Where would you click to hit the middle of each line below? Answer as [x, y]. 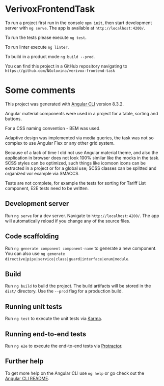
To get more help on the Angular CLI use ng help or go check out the [75, 373]
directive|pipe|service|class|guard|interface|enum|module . [67, 258]
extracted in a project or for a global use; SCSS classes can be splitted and [81, 168]
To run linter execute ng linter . [37, 47]
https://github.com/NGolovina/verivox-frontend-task [60, 71]
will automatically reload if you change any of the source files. [68, 221]
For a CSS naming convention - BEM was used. [53, 128]
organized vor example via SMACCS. [42, 173]
